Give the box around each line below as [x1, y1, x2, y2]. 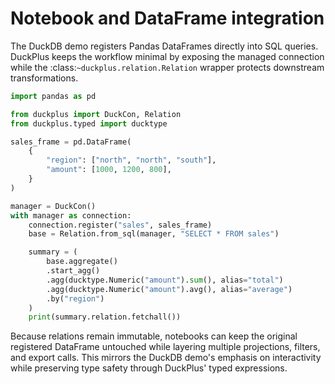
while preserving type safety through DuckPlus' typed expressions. [10, 362, 288, 374]
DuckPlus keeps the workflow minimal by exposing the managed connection [10, 50, 325, 62]
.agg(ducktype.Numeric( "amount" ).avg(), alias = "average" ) [46, 284, 293, 294]
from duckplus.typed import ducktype [10, 118, 168, 129]
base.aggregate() [46, 257, 118, 267]
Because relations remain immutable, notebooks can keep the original [10, 330, 298, 342]
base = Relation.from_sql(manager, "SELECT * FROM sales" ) [28, 229, 280, 239]
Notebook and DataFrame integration [10, 7, 325, 30]
